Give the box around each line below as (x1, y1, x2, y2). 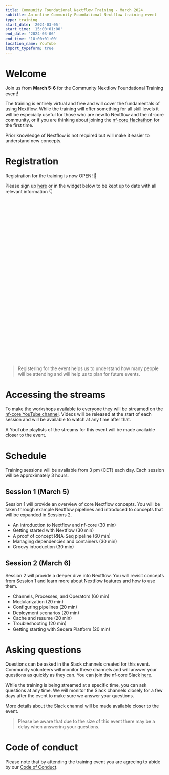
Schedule (5, 450, 47, 462)
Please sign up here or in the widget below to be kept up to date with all (5, 182, 157, 189)
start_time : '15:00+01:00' (5, 27, 63, 32)
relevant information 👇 (5, 188, 53, 194)
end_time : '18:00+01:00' (5, 36, 58, 42)
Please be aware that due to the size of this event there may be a (17, 718, 155, 724)
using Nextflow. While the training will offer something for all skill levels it (5, 106, 159, 112)
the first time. (5, 122, 34, 128)
